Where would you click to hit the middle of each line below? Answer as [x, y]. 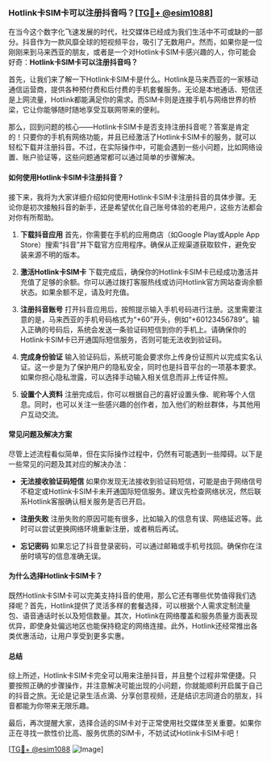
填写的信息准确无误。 [70, 556]
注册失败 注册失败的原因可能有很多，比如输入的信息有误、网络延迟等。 [138, 519]
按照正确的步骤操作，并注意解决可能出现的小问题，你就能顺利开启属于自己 [139, 686]
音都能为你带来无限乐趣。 [51, 706]
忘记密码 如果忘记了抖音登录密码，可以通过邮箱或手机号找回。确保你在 [138, 546]
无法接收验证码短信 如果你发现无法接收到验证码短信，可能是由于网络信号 [141, 481]
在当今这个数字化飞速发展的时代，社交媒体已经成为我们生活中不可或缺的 [128, 32]
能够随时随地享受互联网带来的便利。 [103, 110]
